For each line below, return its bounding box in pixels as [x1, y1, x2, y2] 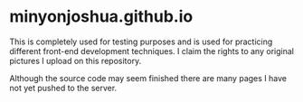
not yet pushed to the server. [9, 82, 118, 93]
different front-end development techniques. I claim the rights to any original [9, 45, 294, 56]
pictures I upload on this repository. [9, 55, 142, 66]
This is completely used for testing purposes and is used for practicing [9, 36, 273, 47]
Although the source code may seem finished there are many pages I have [9, 72, 288, 83]
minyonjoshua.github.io [9, 6, 194, 27]
